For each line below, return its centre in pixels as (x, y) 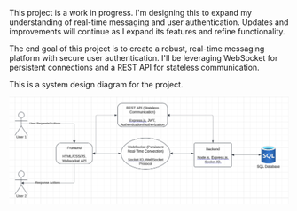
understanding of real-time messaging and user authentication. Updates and (149, 22)
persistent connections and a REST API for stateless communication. (134, 67)
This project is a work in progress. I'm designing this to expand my (131, 13)
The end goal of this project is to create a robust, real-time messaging (137, 49)
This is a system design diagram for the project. (96, 84)
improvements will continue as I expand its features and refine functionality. (147, 31)
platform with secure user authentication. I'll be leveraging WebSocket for (144, 58)
